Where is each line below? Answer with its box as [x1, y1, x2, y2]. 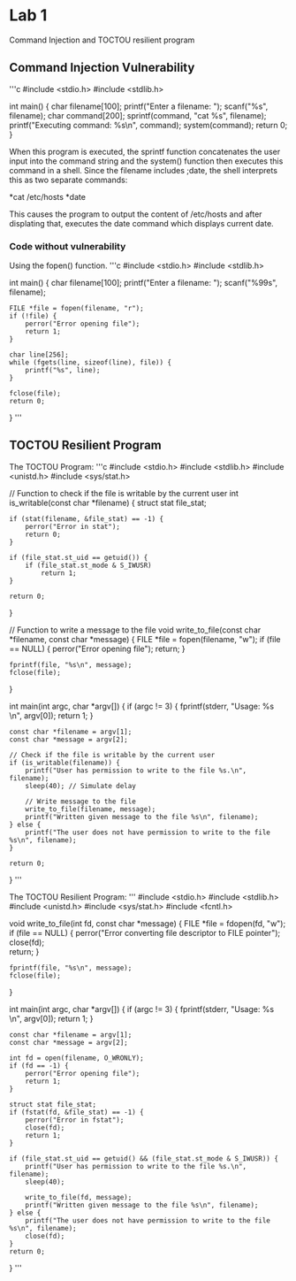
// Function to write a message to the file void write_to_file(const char [9, 625, 262, 635]
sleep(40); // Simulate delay [25, 781, 137, 790]
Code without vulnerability [9, 240, 126, 252]
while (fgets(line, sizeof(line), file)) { [9, 358, 172, 367]
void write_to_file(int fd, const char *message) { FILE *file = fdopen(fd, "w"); [9, 917, 286, 929]
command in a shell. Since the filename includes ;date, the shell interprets [9, 165, 278, 175]
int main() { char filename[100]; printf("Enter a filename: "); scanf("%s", [9, 101, 269, 111]
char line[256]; [9, 350, 69, 359]
